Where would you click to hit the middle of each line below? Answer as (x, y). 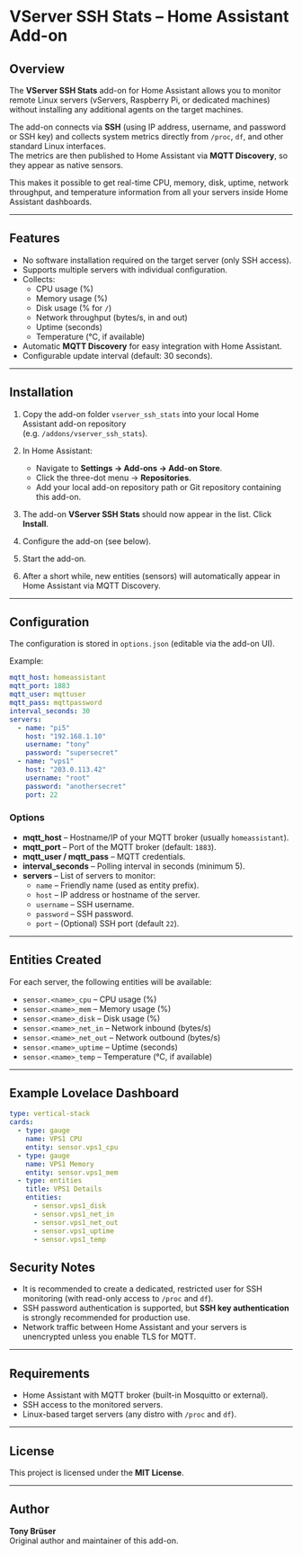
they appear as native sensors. (67, 165)
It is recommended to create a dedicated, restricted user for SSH (142, 1289)
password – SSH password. (84, 914)
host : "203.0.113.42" (66, 770)
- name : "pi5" (44, 728)
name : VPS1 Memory (60, 1164)
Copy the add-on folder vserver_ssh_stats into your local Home (140, 414)
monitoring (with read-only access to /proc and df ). (118, 1299)
